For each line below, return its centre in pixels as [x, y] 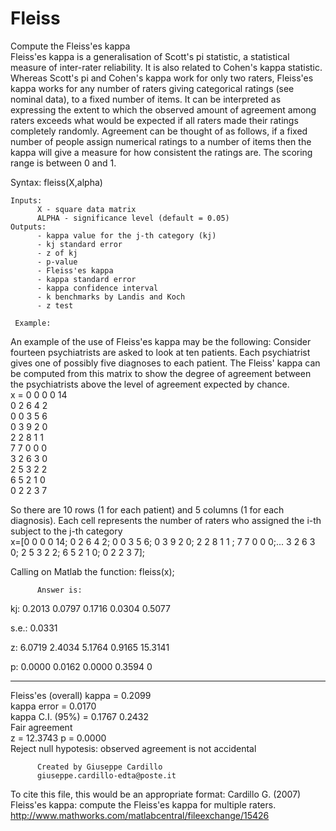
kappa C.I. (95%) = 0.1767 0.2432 [79, 716]
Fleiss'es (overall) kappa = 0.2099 [81, 695]
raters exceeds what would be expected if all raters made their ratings [154, 120]
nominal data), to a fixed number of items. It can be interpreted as [146, 99]
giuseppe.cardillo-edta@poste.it [106, 775]
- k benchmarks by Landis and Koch [111, 297]
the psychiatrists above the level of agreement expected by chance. [150, 384]
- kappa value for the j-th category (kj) [126, 235]
